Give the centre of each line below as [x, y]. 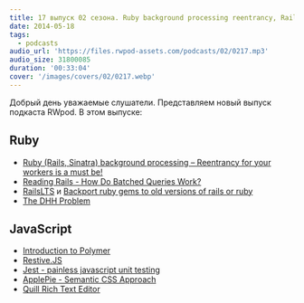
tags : [19, 34]
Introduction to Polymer [66, 251]
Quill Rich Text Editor [62, 289]
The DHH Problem [56, 201]
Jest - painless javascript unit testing [91, 270]
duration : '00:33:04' [50, 69]
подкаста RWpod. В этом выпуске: [76, 112]
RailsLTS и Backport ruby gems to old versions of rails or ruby [138, 191]
